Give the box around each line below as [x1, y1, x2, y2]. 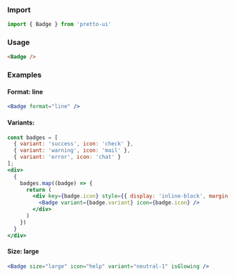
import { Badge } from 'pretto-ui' [7, 21, 112, 28]
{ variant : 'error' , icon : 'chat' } [13, 153, 121, 161]
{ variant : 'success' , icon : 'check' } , [13, 141, 134, 148]
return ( [25, 186, 52, 193]
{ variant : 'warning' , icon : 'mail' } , [13, 147, 131, 154]
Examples [7, 70, 42, 80]
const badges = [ [7, 134, 58, 141]
